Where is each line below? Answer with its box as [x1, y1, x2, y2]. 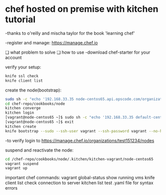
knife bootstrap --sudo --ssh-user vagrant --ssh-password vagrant [5, 129, 147, 133]
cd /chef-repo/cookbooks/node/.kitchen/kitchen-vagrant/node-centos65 [5, 157, 154, 162]
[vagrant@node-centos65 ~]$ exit [5, 120, 74, 125]
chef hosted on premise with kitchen [5, 3, 159, 15]
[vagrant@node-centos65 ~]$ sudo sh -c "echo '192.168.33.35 [5, 115, 134, 120]
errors [5, 185, 18, 191]
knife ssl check [5, 73, 39, 78]
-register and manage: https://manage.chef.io [5, 39, 98, 45]
